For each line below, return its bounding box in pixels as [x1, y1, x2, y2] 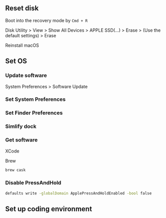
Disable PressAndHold [5, 179, 61, 186]
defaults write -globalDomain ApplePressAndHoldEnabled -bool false [5, 191, 152, 196]
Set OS [5, 57, 27, 65]
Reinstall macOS [5, 42, 39, 48]
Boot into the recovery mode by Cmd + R [5, 17, 88, 23]
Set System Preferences [5, 96, 66, 103]
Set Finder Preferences [5, 109, 63, 116]
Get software [5, 136, 38, 143]
